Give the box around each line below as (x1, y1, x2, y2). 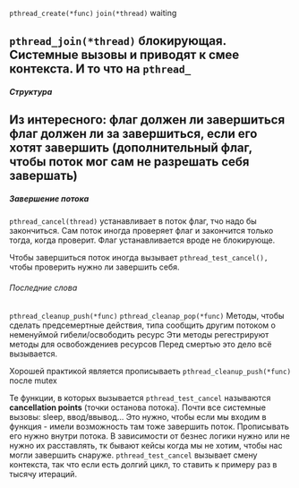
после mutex (9, 375, 58, 386)
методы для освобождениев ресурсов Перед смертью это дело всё (9, 338, 272, 349)
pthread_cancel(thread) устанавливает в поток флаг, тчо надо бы (9, 216, 257, 227)
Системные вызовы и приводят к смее (9, 47, 240, 63)
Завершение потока (9, 193, 90, 204)
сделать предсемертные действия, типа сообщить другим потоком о (9, 320, 276, 330)
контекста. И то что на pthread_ (9, 62, 192, 77)
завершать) (9, 168, 78, 184)
